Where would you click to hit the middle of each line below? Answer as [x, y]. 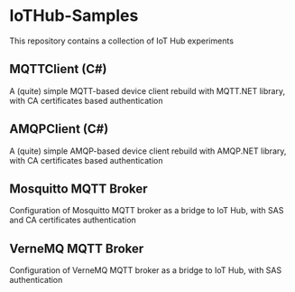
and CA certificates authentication [73, 220]
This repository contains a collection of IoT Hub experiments [122, 41]
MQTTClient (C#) [58, 69]
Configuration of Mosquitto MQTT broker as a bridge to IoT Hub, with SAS [147, 211]
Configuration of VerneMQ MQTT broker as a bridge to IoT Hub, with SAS [146, 270]
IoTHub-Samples [74, 16]
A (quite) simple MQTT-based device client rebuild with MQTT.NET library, [147, 90]
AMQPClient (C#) [59, 129]
